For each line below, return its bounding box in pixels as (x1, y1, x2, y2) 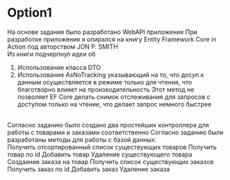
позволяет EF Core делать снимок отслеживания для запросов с (17, 92, 211, 101)
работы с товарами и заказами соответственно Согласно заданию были (7, 128, 224, 136)
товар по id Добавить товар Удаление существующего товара (7, 150, 192, 159)
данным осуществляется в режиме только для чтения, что (17, 78, 192, 86)
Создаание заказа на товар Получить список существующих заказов (7, 157, 214, 165)
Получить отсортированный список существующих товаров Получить (7, 143, 217, 151)
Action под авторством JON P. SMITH (7, 42, 118, 51)
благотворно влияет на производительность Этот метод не (17, 85, 195, 93)
